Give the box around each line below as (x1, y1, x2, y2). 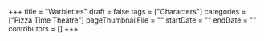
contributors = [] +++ (8, 24, 79, 33)
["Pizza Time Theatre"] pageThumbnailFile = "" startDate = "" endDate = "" (8, 15, 257, 25)
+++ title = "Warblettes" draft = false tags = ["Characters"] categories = (8, 7, 246, 16)
